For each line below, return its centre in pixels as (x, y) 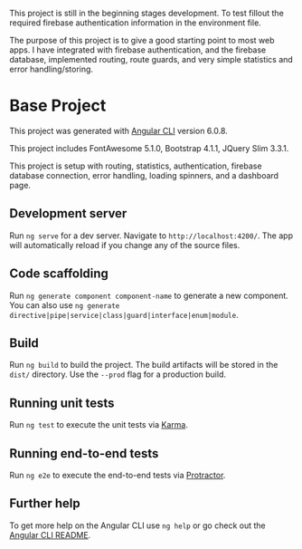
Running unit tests (62, 403)
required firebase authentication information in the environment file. (136, 23)
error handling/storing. (51, 69)
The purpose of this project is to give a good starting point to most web (142, 40)
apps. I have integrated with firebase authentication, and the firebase (138, 50)
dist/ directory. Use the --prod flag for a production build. (118, 374)
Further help (45, 503)
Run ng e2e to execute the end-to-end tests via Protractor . (118, 475)
